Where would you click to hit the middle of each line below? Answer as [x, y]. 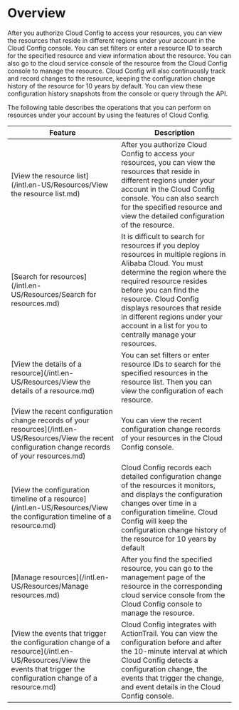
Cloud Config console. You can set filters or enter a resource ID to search [115, 48]
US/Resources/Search [48, 294]
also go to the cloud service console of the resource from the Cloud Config [117, 63]
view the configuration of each [172, 390]
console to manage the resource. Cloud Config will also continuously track [117, 71]
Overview [37, 13]
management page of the [163, 577]
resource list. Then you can [166, 382]
